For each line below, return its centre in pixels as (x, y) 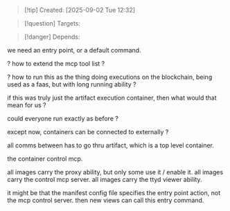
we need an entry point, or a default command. (74, 50)
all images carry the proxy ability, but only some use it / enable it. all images (115, 172)
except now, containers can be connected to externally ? (88, 132)
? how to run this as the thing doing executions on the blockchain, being (110, 77)
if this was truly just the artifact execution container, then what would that (112, 98)
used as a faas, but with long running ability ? (72, 84)
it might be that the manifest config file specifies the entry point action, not (114, 193)
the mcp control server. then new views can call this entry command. (106, 200)
